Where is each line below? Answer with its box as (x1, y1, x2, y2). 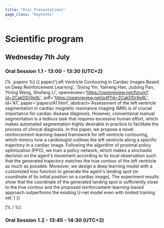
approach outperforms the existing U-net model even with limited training (5, 189, 155, 196)
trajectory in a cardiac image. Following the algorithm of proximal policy (5, 142, 151, 148)
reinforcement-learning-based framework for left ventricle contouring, (5, 132, 149, 138)
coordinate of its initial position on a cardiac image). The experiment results (5, 174, 160, 180)
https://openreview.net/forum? (86, 90, 149, 96)
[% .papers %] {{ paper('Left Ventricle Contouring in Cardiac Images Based (5, 79, 160, 85)
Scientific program (5, 33, 84, 45)
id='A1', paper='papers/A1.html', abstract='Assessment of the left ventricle (5, 100, 156, 106)
